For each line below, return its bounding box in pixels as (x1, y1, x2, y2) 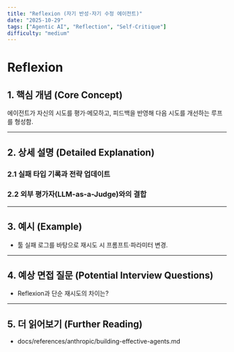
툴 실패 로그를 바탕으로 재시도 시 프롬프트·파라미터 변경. (17, 240, 169, 249)
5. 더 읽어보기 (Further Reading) (7, 318, 143, 330)
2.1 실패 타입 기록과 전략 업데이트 (7, 169, 111, 178)
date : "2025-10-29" (7, 17, 64, 24)
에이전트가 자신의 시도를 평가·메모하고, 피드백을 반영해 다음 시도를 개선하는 (7, 109, 210, 117)
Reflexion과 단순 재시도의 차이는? (17, 289, 109, 298)
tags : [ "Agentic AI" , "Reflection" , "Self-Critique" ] (7, 23, 167, 30)
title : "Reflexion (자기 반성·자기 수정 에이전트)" (7, 10, 143, 17)
